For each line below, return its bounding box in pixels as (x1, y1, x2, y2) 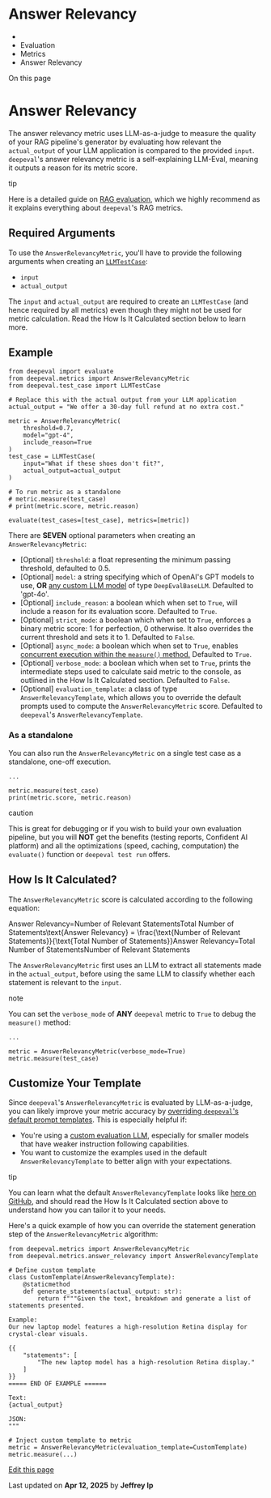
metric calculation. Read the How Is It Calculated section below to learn (8, 314, 247, 323)
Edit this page (8, 1465, 54, 1475)
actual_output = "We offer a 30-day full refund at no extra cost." (8, 403, 244, 411)
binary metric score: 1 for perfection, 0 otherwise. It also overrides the (19, 623, 254, 633)
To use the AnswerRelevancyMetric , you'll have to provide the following (8, 248, 243, 258)
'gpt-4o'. (19, 589, 50, 599)
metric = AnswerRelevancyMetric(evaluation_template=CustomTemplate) (8, 1444, 248, 1452)
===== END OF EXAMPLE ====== (8, 1380, 107, 1388)
